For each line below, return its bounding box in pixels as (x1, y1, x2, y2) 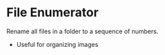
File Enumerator (6, 5, 99, 20)
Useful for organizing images (16, 40, 99, 48)
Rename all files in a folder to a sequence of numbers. (6, 27, 159, 35)
